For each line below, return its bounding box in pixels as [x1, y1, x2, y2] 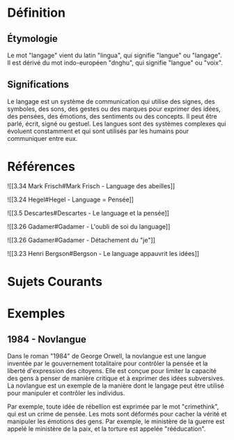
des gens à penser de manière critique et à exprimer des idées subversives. [7, 374, 225, 382]
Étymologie [7, 33, 58, 45]
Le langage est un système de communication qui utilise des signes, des [7, 97, 215, 105]
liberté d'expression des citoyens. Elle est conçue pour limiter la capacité [7, 366, 217, 374]
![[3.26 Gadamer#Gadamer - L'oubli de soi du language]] [7, 222, 171, 231]
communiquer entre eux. [7, 134, 78, 142]
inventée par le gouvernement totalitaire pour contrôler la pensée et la [7, 359, 208, 367]
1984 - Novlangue [7, 333, 87, 345]
